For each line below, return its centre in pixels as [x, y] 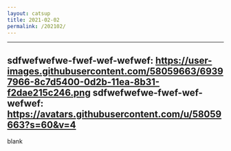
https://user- [184, 60]
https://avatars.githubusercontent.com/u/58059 [114, 114]
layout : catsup [29, 13]
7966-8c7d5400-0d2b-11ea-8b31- [84, 82]
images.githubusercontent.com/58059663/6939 [115, 71]
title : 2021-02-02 [33, 20]
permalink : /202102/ [37, 26]
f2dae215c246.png [49, 92]
